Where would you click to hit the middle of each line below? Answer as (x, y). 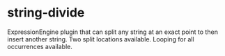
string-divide (46, 13)
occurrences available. (40, 46)
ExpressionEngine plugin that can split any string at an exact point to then (113, 32)
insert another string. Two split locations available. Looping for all (101, 39)
